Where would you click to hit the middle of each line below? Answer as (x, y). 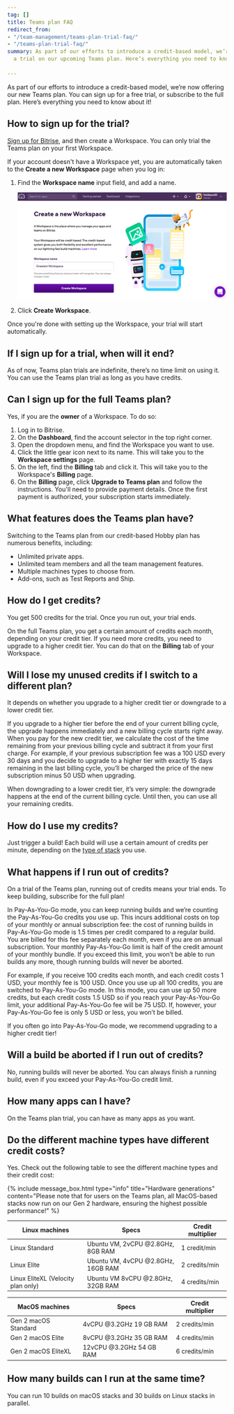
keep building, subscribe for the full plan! (66, 896)
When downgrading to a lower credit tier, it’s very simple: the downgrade (111, 789)
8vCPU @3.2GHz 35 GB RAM (125, 1338)
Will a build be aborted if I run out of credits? (106, 1055)
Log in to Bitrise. (41, 430)
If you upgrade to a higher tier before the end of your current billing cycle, (113, 724)
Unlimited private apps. (51, 556)
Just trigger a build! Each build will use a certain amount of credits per (108, 843)
